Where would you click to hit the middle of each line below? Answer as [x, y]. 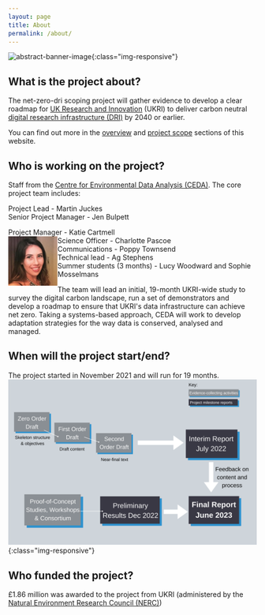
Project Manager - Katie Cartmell [62, 232]
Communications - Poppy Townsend [117, 249]
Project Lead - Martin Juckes [55, 208]
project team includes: [45, 193]
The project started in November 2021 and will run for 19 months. [114, 375]
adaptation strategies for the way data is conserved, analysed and [116, 323]
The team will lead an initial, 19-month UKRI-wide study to [152, 289]
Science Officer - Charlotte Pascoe [115, 240]
